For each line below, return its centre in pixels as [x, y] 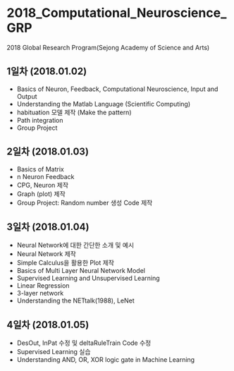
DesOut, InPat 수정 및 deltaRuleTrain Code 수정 [84, 343]
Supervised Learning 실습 [54, 352]
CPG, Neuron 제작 [42, 185]
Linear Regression [43, 286]
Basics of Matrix [40, 169]
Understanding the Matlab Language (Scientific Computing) [104, 104]
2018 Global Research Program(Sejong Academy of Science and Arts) [108, 47]
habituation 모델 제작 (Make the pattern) [74, 112]
